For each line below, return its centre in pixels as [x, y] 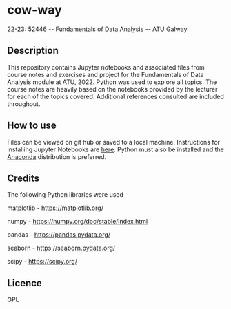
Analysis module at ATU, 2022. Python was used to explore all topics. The [112, 82]
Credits [23, 178]
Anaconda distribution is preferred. [57, 156]
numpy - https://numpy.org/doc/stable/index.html [78, 222]
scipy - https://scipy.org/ [42, 262]
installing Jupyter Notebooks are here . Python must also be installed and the [115, 149]
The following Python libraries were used [66, 195]
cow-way [34, 10]
